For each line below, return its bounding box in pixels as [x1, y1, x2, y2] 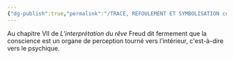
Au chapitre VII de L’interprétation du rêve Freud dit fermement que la [7, 29, 207, 37]
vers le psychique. [7, 44, 61, 52]
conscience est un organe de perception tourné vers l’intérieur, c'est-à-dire [7, 36, 224, 45]
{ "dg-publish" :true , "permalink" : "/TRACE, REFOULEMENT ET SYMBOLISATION [7, 10, 219, 17]
